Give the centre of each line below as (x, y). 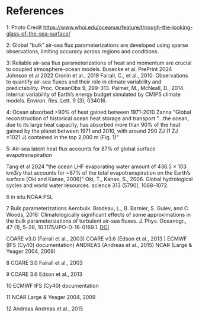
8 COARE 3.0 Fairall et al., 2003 (44, 262)
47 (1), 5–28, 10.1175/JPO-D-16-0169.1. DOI (58, 227)
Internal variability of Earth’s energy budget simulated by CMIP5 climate (93, 94)
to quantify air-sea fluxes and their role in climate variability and (84, 82)
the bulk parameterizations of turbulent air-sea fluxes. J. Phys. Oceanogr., (96, 221)
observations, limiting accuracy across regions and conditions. (83, 51)
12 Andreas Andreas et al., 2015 (45, 309)
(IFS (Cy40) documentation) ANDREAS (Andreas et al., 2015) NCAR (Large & (99, 245)
